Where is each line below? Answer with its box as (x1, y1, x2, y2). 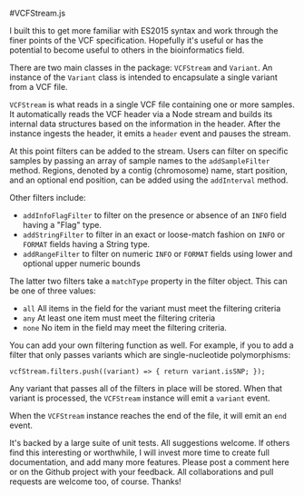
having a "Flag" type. (22, 220, 103, 230)
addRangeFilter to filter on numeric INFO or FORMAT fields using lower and (22, 249, 293, 259)
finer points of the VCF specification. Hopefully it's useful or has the (9, 35, 264, 45)
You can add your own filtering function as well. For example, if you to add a (9, 340, 294, 351)
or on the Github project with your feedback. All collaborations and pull (9, 467, 274, 477)
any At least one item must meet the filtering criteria (22, 312, 216, 323)
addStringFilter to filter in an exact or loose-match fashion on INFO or (22, 229, 286, 240)
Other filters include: (9, 193, 86, 203)
